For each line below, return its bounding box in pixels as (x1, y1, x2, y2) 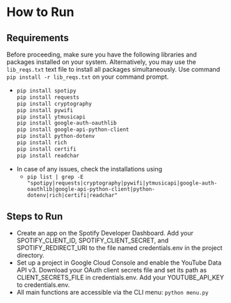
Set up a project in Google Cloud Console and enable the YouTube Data (16, 258, 222, 267)
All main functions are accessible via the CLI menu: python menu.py (16, 288, 209, 297)
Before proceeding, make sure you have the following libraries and (6, 50, 198, 59)
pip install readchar (16, 152, 79, 159)
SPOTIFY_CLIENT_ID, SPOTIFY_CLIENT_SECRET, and (16, 236, 168, 244)
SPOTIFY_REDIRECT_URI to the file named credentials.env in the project (16, 244, 223, 252)
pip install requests (16, 93, 79, 101)
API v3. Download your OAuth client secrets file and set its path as (16, 266, 207, 274)
